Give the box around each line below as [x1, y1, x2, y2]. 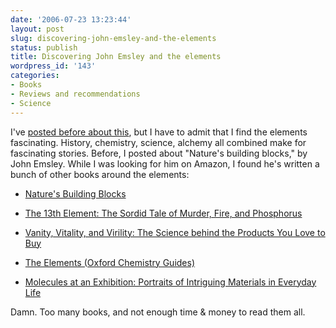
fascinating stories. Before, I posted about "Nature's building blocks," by [10, 147, 308, 159]
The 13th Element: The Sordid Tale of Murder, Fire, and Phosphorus [24, 207, 303, 219]
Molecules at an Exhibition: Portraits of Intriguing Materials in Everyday [24, 276, 317, 288]
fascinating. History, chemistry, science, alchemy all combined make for [10, 136, 307, 148]
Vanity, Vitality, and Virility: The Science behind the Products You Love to [24, 226, 326, 238]
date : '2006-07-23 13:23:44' [10, 14, 132, 25]
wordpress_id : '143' [10, 61, 97, 71]
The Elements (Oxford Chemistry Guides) [24, 256, 196, 268]
